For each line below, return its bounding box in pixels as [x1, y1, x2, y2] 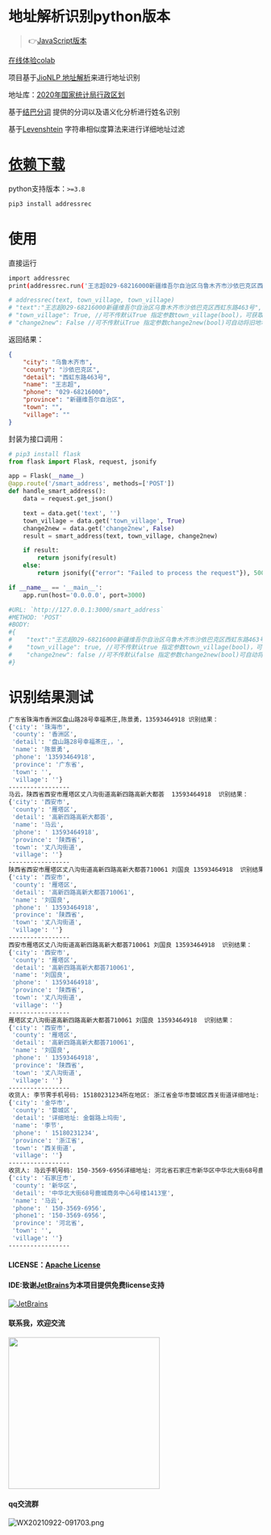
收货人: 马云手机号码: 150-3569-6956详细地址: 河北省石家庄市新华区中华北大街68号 [8, 1166, 259, 1175]
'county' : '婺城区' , [11, 1106, 77, 1114]
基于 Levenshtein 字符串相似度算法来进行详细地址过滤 [8, 124, 186, 133]
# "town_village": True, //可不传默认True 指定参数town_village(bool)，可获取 [8, 311, 264, 319]
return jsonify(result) [37, 554, 117, 562]
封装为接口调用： [8, 433, 65, 443]
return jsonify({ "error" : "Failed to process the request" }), [37, 569, 251, 577]
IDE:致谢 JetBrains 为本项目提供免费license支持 [8, 1279, 165, 1290]
